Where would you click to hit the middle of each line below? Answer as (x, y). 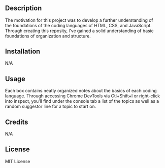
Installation (23, 51)
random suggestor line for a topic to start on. (50, 106)
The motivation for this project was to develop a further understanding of (79, 20)
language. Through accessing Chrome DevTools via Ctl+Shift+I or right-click (82, 96)
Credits (17, 122)
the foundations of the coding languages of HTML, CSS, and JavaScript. (78, 25)
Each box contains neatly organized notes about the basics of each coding (81, 91)
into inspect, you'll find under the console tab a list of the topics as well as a (82, 101)
